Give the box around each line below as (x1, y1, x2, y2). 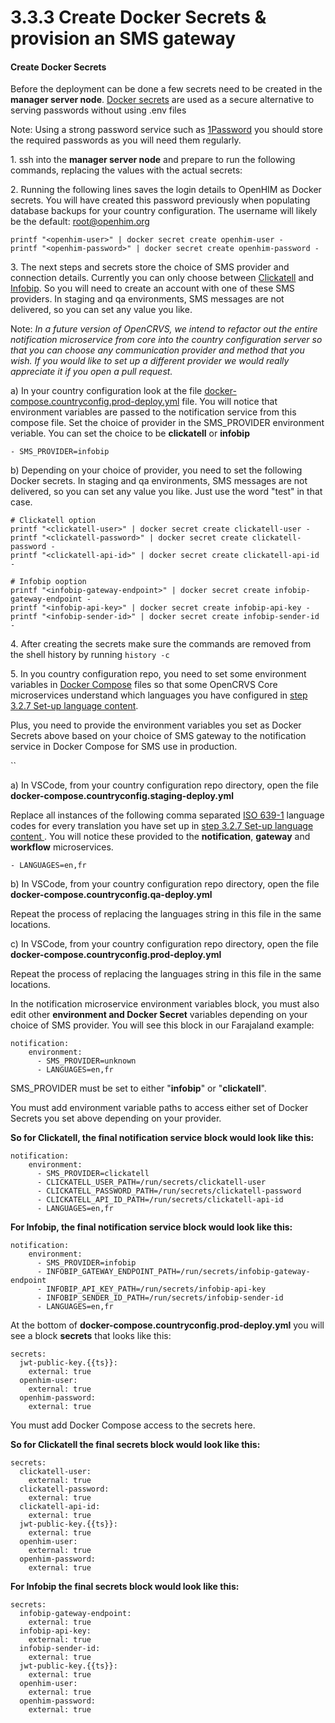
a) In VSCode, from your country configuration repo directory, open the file (10, 779, 319, 791)
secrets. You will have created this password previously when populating (10, 194, 311, 206)
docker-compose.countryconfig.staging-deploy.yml (10, 790, 235, 802)
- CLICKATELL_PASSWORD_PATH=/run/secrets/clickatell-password (36, 1186, 302, 1196)
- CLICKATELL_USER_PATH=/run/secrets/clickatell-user (36, 1177, 267, 1188)
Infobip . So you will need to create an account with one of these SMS (10, 282, 295, 295)
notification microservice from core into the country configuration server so (10, 334, 323, 346)
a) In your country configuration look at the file (10, 385, 203, 397)
